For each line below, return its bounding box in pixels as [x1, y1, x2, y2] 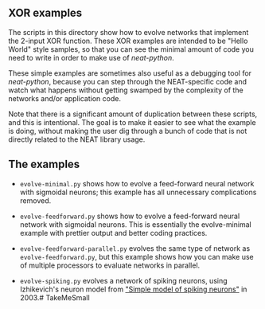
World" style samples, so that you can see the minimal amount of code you [8, 44, 255, 54]
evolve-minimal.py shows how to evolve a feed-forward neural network [19, 178, 255, 188]
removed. [19, 195, 52, 205]
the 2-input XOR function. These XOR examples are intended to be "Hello [8, 36, 248, 45]
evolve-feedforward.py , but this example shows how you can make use [19, 252, 254, 261]
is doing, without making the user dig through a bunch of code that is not [8, 126, 247, 135]
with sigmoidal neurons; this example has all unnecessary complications [19, 187, 257, 197]
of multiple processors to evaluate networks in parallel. [19, 260, 201, 270]
